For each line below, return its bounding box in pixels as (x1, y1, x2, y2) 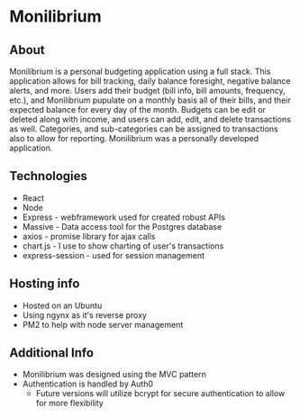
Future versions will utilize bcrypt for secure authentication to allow (35, 388, 286, 399)
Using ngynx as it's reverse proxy (22, 309, 147, 321)
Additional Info (9, 345, 95, 361)
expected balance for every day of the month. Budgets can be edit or (9, 104, 266, 114)
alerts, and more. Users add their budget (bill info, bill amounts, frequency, (9, 86, 286, 95)
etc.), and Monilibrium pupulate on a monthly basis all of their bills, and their (9, 95, 291, 105)
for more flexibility (35, 398, 104, 409)
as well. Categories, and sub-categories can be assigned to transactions (9, 123, 278, 134)
